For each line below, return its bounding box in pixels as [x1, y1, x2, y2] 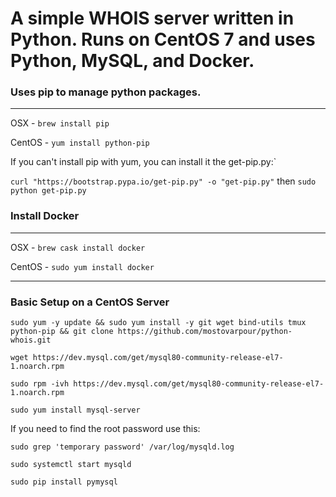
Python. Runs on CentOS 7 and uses [10, 28, 316, 51]
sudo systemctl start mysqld [10, 460, 132, 470]
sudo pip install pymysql [10, 477, 118, 487]
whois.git [10, 335, 52, 346]
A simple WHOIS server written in [10, 7, 295, 30]
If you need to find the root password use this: [10, 423, 201, 435]
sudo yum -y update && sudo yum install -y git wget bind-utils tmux [10, 318, 307, 328]
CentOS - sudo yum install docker [10, 260, 155, 272]
